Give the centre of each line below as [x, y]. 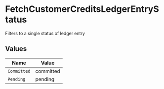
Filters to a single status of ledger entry [45, 33]
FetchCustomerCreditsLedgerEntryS [82, 9]
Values [16, 49]
